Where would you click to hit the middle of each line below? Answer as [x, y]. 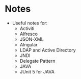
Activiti [27, 28]
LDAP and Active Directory [48, 50]
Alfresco [29, 34]
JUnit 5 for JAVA [37, 71]
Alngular [29, 44]
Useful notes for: [30, 23]
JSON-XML [32, 39]
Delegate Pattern [37, 61]
